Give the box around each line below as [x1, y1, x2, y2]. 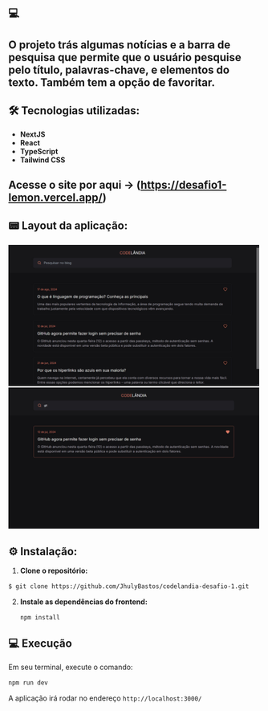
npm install [19, 613, 60, 621]
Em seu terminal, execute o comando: [8, 662, 133, 672]
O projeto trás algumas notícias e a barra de [8, 38, 231, 51]
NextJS [19, 129, 46, 139]
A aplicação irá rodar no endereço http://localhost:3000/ [8, 693, 202, 703]
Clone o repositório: [19, 566, 88, 576]
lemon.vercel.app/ [8, 190, 103, 204]
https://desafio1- [140, 178, 227, 191]
